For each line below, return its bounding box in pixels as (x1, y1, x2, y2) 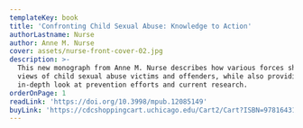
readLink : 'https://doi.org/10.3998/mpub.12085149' (9, 96, 207, 106)
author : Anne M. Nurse (9, 38, 95, 48)
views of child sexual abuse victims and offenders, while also (17, 72, 264, 81)
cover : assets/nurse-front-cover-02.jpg (9, 47, 164, 56)
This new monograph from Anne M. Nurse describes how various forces (17, 64, 284, 73)
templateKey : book (9, 13, 78, 23)
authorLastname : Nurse (9, 30, 95, 39)
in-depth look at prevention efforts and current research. (17, 80, 248, 89)
